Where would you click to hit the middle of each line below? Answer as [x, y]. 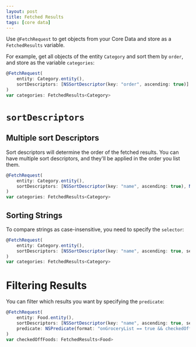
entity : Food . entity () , [45, 318]
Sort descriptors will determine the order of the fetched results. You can [92, 152]
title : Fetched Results [35, 17]
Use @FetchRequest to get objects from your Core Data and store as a [89, 39]
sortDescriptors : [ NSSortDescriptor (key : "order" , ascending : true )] [103, 85]
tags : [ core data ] [28, 22]
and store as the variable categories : [50, 63]
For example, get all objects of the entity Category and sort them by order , [95, 57]
